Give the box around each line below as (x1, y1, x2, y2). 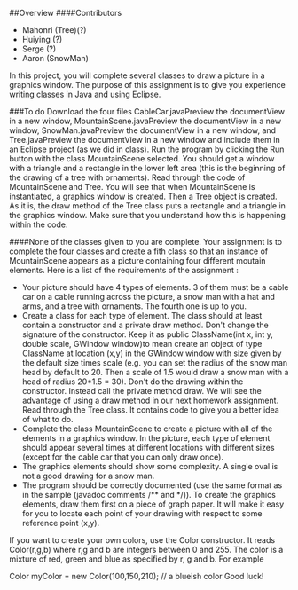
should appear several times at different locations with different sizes (21, 443, 275, 452)
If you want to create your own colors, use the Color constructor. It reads (9, 535, 276, 545)
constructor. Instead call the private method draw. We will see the (21, 386, 262, 396)
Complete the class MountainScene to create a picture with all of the (21, 423, 273, 434)
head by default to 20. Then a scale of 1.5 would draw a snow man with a (21, 367, 289, 377)
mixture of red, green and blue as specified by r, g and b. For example (9, 554, 264, 564)
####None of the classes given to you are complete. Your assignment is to (9, 237, 283, 247)
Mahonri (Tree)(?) (21, 25, 87, 35)
